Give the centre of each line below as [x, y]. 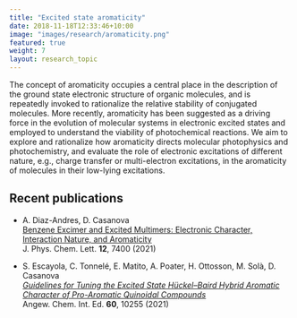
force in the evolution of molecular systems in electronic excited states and [148, 123]
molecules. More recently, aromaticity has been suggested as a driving [140, 113]
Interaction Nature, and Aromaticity [87, 239]
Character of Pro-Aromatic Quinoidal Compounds [114, 294]
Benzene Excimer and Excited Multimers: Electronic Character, [137, 229]
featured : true [38, 43]
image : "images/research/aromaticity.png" [89, 34]
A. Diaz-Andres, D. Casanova [76, 219]
